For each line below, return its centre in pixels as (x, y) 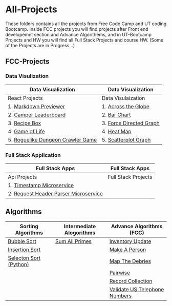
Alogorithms (80, 233)
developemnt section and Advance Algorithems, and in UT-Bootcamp (79, 34)
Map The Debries (130, 261)
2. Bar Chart (116, 115)
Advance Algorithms (137, 226)
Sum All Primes (74, 241)
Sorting (29, 226)
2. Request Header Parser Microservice (56, 193)
